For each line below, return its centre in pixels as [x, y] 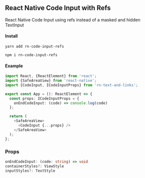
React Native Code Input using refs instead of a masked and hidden [73, 20]
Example [14, 66]
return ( [18, 117]
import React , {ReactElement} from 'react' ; [51, 76]
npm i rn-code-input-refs [31, 55]
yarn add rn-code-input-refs [35, 47]
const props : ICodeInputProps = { [44, 99]
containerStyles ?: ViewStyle [35, 166]
